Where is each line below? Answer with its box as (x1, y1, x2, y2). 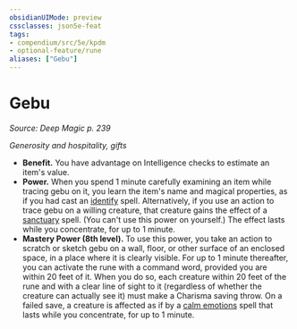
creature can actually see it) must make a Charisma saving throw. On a (21, 290, 283, 300)
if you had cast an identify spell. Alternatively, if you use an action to (21, 195, 275, 206)
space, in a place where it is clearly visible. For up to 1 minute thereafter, (21, 252, 289, 263)
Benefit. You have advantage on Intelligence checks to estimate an (21, 157, 270, 168)
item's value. (21, 166, 70, 177)
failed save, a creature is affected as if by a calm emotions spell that (21, 299, 274, 310)
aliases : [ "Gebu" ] (9, 55, 78, 63)
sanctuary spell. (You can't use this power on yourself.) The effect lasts (21, 214, 285, 224)
